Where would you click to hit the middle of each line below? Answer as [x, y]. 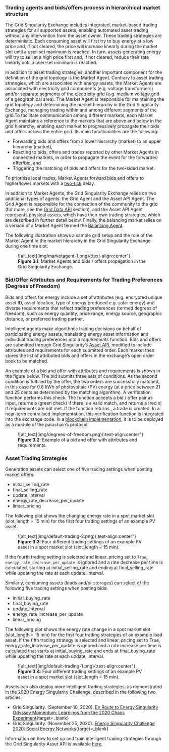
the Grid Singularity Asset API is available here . [54, 744]
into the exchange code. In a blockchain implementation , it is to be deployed [84, 419]
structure [17, 14]
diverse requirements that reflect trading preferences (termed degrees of [81, 308]
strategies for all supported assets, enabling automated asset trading [77, 30]
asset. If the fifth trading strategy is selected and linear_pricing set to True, [83, 640]
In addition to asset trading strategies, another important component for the [84, 72]
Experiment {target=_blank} [41, 718]
